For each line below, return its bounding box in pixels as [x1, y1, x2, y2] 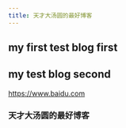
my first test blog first [8, 41, 118, 55]
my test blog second [8, 68, 111, 81]
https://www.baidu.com [8, 88, 86, 98]
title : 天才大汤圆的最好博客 [8, 11, 93, 20]
